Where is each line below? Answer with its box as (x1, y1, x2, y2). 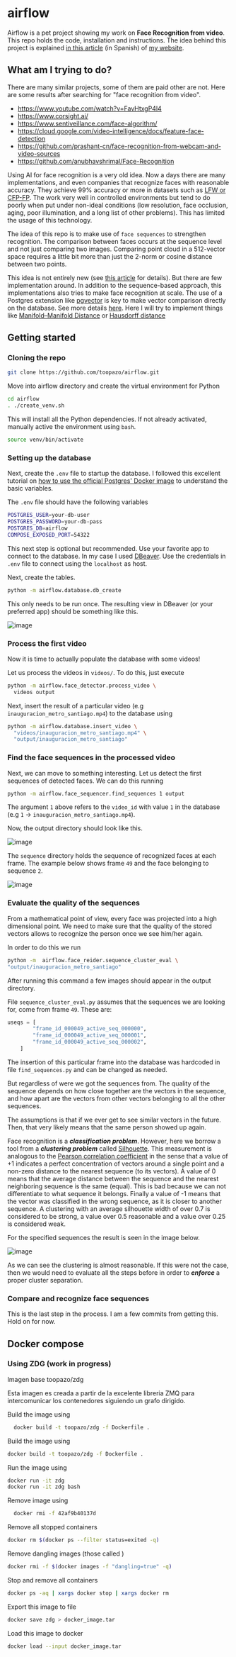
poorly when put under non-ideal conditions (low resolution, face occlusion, (7, 201, 228, 209)
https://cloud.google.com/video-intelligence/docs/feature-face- (17, 126, 204, 135)
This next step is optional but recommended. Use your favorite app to (7, 544, 210, 552)
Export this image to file (7, 1602, 76, 1611)
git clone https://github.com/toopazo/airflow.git (7, 369, 160, 376)
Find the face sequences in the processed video (7, 753, 175, 763)
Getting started (7, 332, 76, 344)
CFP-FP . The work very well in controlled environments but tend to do (7, 193, 211, 201)
